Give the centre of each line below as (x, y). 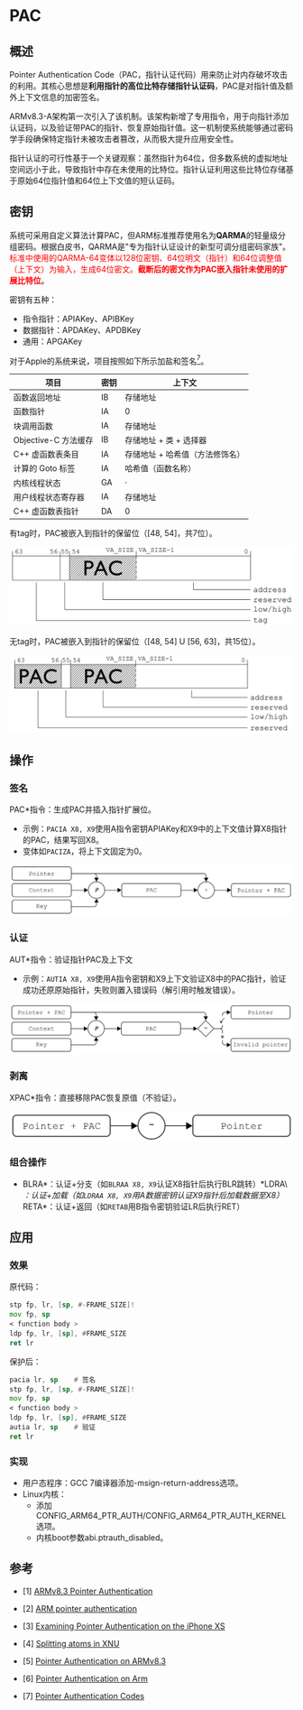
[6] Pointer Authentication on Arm (85, 1678)
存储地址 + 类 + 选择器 (166, 439)
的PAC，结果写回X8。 (63, 840)
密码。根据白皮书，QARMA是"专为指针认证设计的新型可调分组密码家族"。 (154, 246)
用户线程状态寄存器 (49, 496)
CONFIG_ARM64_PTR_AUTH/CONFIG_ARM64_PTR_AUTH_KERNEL (161, 1516)
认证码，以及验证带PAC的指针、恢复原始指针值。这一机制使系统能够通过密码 (151, 128)
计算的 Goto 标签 (44, 468)
